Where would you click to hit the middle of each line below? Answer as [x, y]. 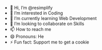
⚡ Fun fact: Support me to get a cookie [50, 42]
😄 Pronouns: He [27, 36]
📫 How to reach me [30, 29]
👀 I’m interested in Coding [36, 13]
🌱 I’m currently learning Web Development [53, 18]
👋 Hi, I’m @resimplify [31, 8]
